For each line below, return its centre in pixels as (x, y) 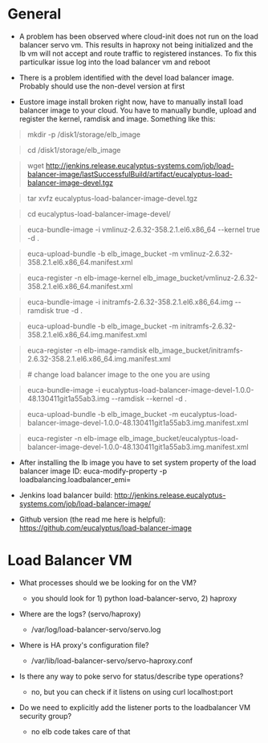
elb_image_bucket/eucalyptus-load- (179, 438)
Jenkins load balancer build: (66, 495)
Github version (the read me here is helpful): (92, 519)
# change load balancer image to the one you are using (118, 374)
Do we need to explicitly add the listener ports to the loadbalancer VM (134, 707)
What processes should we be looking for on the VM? (108, 582)
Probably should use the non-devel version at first (102, 86)
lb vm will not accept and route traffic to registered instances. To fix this (138, 53)
